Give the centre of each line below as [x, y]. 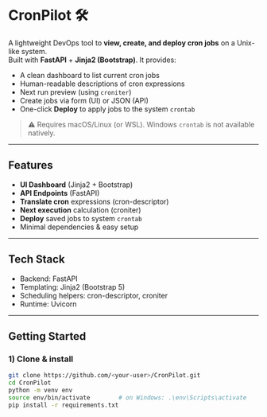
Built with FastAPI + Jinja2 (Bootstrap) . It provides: [92, 60]
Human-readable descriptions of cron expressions [102, 84]
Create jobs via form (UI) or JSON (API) [84, 100]
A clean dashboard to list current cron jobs [90, 75]
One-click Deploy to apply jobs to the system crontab [107, 109]
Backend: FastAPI [48, 279]
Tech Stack [37, 259]
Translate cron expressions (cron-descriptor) [94, 201]
